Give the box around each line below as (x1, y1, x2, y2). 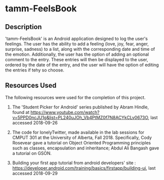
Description (5, 23, 42, 31)
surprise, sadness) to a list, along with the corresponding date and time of (5, 46, 155, 52)
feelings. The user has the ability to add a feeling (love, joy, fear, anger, (5, 41, 149, 47)
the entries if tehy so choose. (5, 67, 65, 73)
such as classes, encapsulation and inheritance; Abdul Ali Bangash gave (12, 145, 159, 151)
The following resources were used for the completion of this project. (5, 94, 146, 100)
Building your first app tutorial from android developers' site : (12, 160, 136, 166)
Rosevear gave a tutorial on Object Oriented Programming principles (12, 140, 151, 145)
